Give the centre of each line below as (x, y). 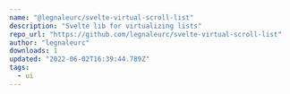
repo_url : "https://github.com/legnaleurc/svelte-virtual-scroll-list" (145, 34)
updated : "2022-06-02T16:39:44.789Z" (80, 59)
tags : (19, 68)
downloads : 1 (34, 51)
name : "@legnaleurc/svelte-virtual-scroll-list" (102, 17)
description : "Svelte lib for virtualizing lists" (106, 26)
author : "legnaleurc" (50, 43)
